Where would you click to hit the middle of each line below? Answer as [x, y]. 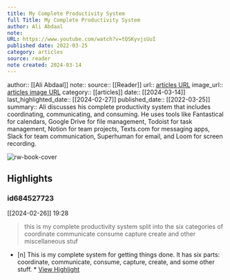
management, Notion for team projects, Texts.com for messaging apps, [109, 129]
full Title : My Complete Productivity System [74, 20]
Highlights [30, 179]
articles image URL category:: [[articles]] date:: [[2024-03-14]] [96, 92]
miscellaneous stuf [51, 241]
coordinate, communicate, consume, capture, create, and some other [116, 262]
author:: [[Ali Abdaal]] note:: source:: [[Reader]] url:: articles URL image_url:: [115, 84]
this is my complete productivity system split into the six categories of [123, 227]
